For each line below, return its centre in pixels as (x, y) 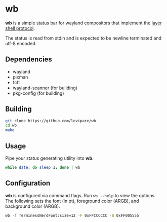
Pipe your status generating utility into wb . (49, 158)
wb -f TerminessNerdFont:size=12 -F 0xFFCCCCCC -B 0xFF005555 (72, 215)
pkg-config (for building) (38, 93)
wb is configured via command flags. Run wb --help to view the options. (80, 195)
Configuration (28, 183)
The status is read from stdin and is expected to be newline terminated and (83, 38)
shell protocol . (20, 28)
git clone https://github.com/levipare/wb (51, 121)
